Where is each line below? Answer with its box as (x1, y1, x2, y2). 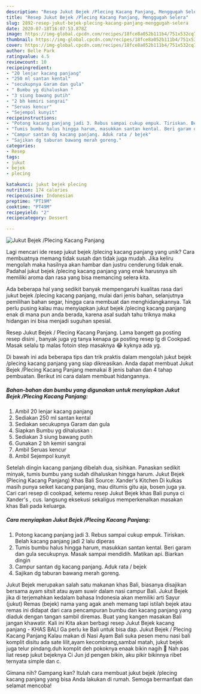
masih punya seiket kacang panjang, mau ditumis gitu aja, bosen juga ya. (6, 483, 187, 490)
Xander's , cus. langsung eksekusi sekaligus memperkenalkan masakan (6, 496, 183, 503)
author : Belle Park (6, 48, 55, 54)
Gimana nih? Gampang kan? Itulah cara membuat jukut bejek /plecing (6, 669, 178, 677)
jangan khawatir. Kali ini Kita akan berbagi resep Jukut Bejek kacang (6, 620, 175, 627)
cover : (6, 43, 23, 49)
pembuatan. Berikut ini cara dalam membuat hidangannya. (6, 373, 150, 380)
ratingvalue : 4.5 (6, 53, 50, 59)
